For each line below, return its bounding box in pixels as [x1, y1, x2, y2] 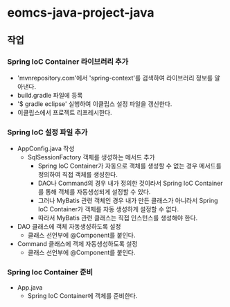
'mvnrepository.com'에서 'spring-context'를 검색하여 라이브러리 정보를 [17, 73, 213, 82]
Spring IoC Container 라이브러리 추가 [7, 57, 129, 67]
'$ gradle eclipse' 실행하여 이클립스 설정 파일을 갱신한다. [17, 99, 172, 108]
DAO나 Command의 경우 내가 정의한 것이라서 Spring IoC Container [37, 179, 223, 188]
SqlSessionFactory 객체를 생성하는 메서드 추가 [27, 153, 155, 161]
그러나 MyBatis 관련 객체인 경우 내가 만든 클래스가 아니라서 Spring [37, 196, 218, 205]
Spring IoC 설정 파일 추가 [7, 127, 88, 137]
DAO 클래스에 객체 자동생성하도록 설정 [17, 222, 121, 231]
